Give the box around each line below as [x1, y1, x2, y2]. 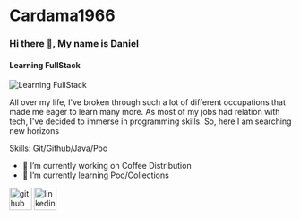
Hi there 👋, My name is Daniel [9, 38, 139, 50]
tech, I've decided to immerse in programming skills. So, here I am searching [9, 116, 292, 127]
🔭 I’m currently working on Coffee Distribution [21, 161, 192, 171]
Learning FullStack [9, 59, 81, 70]
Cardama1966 [9, 5, 116, 26]
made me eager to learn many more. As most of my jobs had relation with [9, 107, 280, 118]
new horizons [9, 126, 60, 136]
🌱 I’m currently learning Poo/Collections [21, 170, 170, 180]
